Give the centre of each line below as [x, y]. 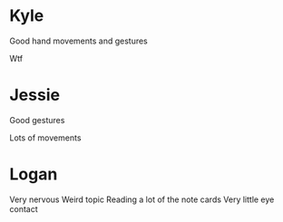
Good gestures [37, 120]
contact [24, 208]
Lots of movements [45, 138]
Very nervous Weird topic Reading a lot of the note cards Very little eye [142, 199]
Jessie [35, 95]
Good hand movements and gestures [78, 41]
